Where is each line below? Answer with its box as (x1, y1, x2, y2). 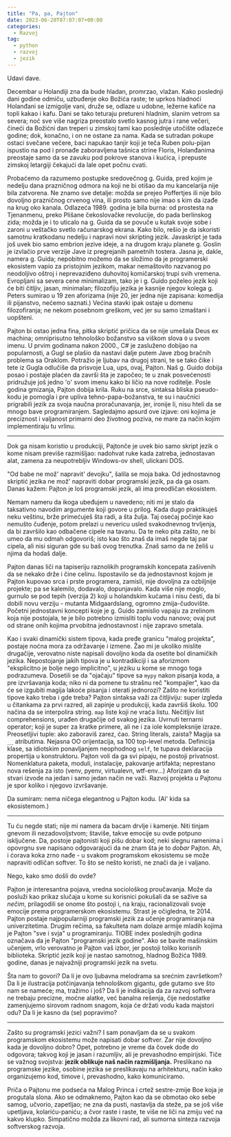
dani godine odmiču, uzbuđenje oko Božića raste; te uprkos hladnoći (7, 95, 201, 103)
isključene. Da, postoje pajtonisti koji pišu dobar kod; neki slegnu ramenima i (7, 836, 223, 844)
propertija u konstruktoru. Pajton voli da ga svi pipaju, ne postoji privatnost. (7, 751, 220, 760)
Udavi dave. (7, 74, 41, 82)
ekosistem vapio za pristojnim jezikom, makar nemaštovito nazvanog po (7, 261, 211, 270)
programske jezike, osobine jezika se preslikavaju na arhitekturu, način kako (7, 1065, 223, 1073)
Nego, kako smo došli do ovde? (7, 871, 96, 880)
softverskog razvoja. (7, 1122, 65, 1130)
